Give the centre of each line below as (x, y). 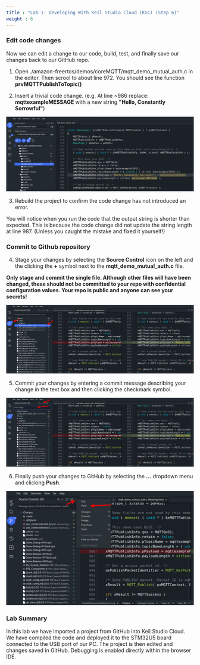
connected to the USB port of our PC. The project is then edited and (90, 644)
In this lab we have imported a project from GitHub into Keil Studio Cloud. (96, 632)
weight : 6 (20, 19)
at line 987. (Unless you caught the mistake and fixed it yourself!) (86, 231)
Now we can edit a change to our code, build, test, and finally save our (93, 53)
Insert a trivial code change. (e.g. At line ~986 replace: (82, 95)
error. (21, 207)
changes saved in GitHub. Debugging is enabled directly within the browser (99, 651)
